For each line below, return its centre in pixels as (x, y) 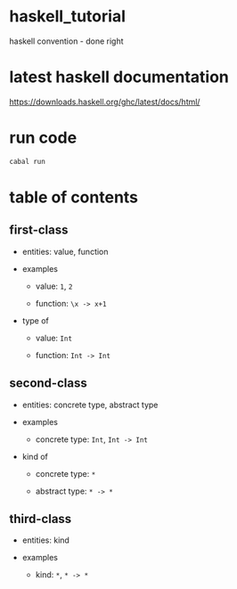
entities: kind (45, 540)
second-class (48, 384)
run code (43, 138)
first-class (39, 230)
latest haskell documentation (119, 77)
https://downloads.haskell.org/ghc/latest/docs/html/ (105, 102)
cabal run (28, 161)
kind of (35, 456)
